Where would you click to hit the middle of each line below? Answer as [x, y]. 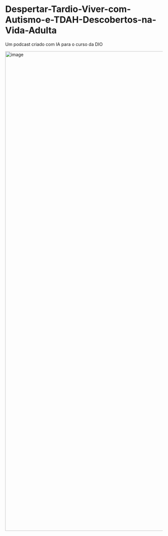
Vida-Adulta [31, 30]
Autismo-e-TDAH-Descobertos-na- [81, 20]
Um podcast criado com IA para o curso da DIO [54, 44]
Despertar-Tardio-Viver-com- [68, 9]
